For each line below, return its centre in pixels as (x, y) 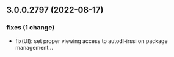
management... (34, 47)
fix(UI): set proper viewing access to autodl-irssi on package (91, 41)
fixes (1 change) (31, 28)
